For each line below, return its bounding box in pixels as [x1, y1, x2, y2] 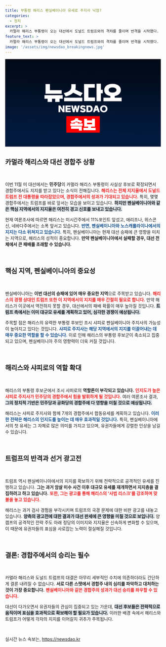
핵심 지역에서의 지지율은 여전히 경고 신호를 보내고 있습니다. [10, 206, 123, 212]
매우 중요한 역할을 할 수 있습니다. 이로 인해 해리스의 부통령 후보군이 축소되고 [5, 332, 151, 338]
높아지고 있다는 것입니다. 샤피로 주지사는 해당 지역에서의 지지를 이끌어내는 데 [10, 326, 157, 332]
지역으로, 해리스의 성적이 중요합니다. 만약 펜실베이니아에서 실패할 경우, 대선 [10, 235, 155, 241]
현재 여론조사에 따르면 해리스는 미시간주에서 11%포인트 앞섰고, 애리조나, [5, 217, 144, 223]
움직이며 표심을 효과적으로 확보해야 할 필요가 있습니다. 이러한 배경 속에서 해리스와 [5, 610, 161, 616]
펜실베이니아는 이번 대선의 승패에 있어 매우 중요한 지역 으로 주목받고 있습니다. [5, 290, 152, 297]
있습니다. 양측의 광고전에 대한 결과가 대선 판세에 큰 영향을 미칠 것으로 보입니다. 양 [5, 513, 160, 519]
